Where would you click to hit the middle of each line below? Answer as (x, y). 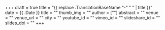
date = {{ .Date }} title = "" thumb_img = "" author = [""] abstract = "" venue (82, 13)
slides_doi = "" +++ (25, 23)
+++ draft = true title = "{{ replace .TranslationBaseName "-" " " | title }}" (79, 7)
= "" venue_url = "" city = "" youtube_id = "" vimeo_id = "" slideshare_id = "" (82, 18)
